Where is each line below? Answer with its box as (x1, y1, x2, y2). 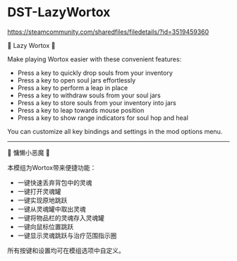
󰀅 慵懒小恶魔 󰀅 (7, 148, 51, 157)
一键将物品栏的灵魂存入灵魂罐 (17, 213, 104, 222)
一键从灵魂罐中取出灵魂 (17, 205, 86, 213)
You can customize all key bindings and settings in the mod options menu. (7, 127, 223, 135)
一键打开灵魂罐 (17, 187, 61, 195)
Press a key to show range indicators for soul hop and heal (17, 114, 189, 122)
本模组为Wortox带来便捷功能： (7, 163, 97, 171)
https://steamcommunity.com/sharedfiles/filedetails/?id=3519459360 (7, 28, 209, 36)
